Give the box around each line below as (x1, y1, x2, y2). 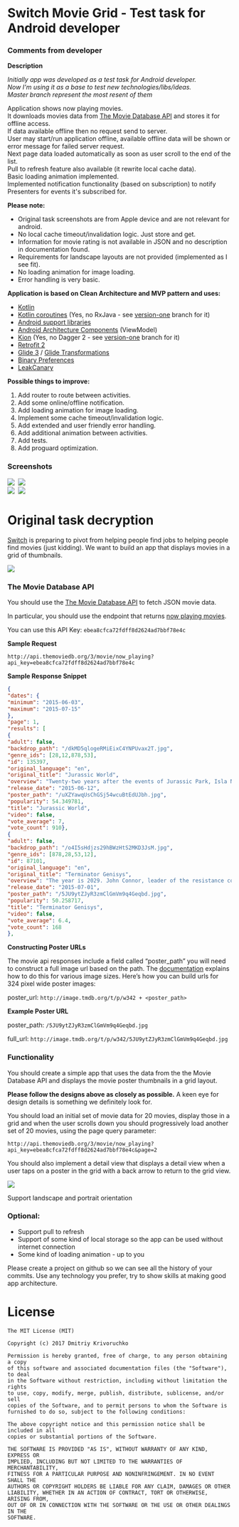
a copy (7, 1358, 27, 1366)
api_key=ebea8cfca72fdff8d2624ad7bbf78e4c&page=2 (7, 1146, 158, 1154)
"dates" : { (7, 692, 40, 699)
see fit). (17, 260, 41, 269)
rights (7, 1383, 27, 1390)
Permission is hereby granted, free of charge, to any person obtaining (7, 1352, 228, 1359)
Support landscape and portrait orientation (7, 1193, 133, 1202)
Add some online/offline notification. (17, 398, 124, 407)
